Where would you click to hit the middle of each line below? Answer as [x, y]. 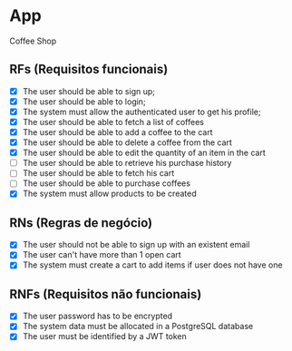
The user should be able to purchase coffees [106, 183]
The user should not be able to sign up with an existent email [136, 245]
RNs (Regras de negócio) [81, 223]
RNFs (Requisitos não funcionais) [106, 294]
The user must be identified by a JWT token [105, 336]
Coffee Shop [33, 41]
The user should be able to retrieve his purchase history [127, 163]
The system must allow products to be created [109, 194]
